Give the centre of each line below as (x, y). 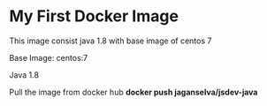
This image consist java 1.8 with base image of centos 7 (111, 41)
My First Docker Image (94, 16)
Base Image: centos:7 (49, 57)
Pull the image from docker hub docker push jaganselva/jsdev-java (133, 92)
